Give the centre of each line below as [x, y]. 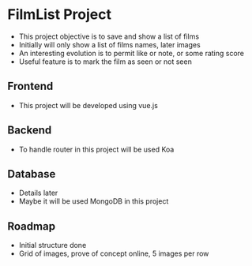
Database [32, 174]
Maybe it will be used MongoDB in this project [94, 201]
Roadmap [32, 226]
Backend [30, 131]
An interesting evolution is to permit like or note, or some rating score [132, 53]
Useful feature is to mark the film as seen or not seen [105, 62]
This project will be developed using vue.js [88, 105]
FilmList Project [60, 15]
